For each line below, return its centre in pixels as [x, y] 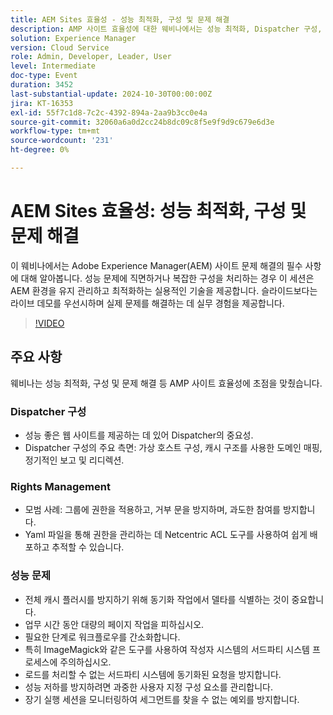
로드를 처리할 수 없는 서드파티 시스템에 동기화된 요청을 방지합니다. [153, 674]
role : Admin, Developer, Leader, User [91, 57]
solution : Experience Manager [73, 38]
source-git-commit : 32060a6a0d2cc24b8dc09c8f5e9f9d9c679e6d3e [142, 122]
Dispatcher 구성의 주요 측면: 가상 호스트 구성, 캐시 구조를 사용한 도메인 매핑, [173, 447]
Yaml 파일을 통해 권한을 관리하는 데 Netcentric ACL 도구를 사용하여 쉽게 [166, 535]
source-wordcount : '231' [62, 141]
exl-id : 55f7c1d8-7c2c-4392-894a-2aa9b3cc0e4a [109, 112]
